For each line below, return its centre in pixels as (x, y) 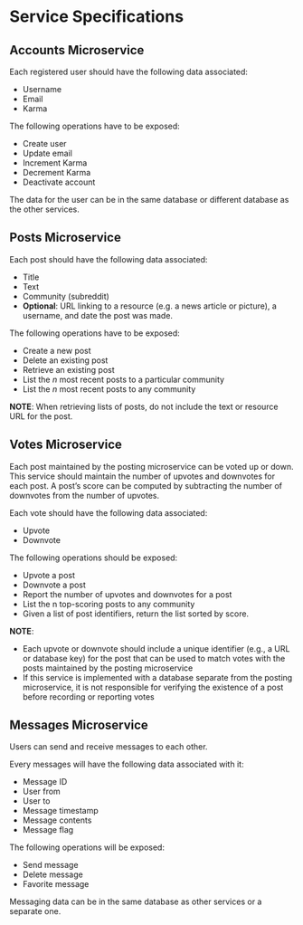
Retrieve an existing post (68, 369)
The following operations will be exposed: (87, 847)
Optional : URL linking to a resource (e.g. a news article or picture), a (150, 306)
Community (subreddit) (66, 296)
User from (41, 791)
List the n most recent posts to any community (109, 389)
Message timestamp (61, 811)
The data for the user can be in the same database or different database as (149, 200)
